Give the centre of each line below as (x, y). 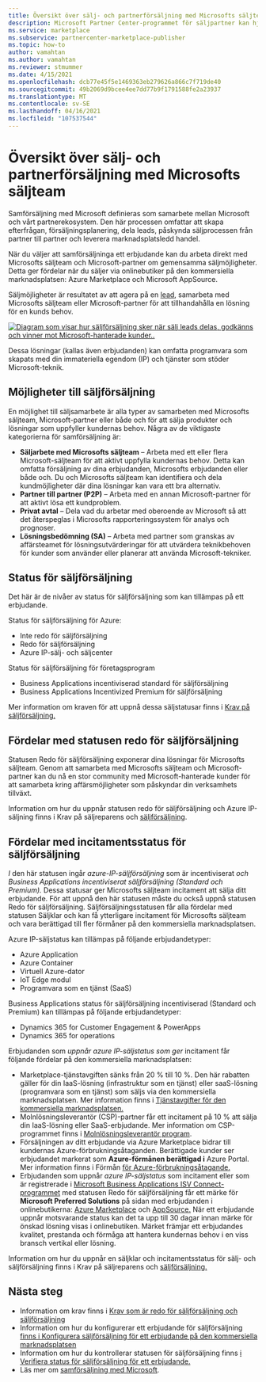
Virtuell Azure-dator (52, 972)
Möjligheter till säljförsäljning (82, 392)
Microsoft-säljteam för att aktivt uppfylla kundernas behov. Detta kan (132, 460)
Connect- (209, 1184)
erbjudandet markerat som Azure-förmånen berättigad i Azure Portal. (134, 1159)
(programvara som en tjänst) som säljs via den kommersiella (118, 1092)
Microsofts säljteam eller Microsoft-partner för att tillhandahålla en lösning (129, 303)
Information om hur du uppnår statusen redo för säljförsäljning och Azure (127, 809)
